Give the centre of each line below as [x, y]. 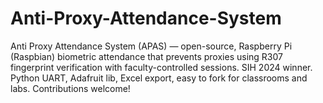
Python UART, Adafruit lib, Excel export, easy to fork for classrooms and [159, 78]
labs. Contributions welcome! [70, 88]
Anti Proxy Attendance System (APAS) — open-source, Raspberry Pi [151, 46]
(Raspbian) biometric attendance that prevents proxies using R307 [146, 56]
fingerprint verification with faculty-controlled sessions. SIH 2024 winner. [161, 67]
